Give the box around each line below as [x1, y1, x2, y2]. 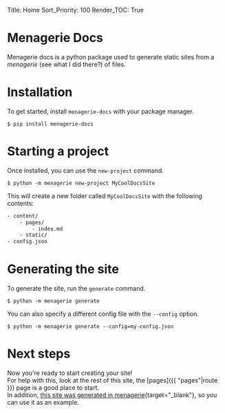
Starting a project [7, 144, 109, 160]
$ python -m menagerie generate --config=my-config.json [7, 323, 174, 330]
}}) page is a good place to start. [7, 383, 100, 392]
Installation [7, 84, 73, 100]
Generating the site [7, 262, 119, 277]
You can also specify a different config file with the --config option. [7, 310, 200, 318]
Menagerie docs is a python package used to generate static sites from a [7, 52, 215, 61]
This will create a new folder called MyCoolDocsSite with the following [7, 191, 203, 200]
